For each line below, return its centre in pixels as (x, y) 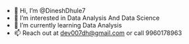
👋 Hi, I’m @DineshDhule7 (50, 11)
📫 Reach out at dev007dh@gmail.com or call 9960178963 (98, 33)
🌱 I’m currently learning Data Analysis (68, 25)
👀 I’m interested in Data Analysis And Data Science (87, 18)
